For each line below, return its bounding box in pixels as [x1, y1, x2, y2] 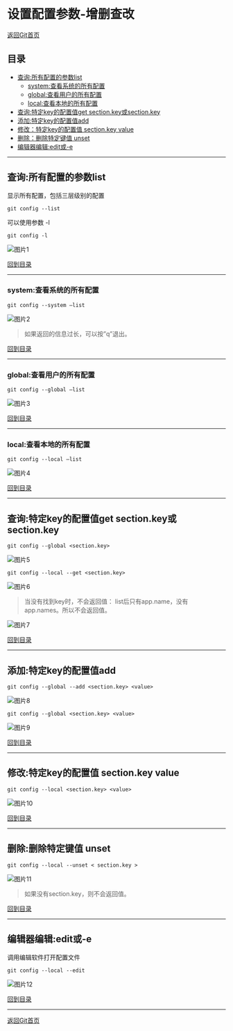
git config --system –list [7, 301, 85, 308]
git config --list [7, 205, 60, 212]
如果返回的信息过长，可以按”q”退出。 [24, 329, 131, 338]
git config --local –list [7, 456, 82, 463]
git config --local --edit [7, 967, 85, 974]
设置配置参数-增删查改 [7, 6, 135, 22]
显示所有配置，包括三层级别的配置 [7, 191, 105, 199]
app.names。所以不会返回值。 [24, 606, 111, 615]
